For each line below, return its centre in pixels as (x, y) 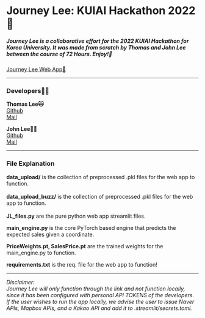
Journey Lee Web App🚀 (36, 69)
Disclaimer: (20, 282)
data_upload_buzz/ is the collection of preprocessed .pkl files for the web (100, 196)
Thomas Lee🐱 (25, 104)
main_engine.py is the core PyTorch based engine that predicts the (91, 227)
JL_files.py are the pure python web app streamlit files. (76, 216)
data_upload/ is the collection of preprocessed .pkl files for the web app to (101, 177)
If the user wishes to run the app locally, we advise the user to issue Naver (100, 301)
